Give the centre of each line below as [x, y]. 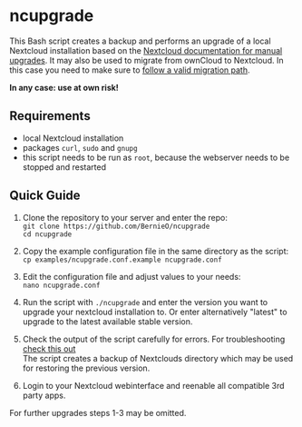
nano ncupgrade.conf [61, 285]
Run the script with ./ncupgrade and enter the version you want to [145, 302]
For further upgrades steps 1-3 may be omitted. [98, 412]
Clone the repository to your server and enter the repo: [125, 217]
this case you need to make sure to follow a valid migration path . [130, 70]
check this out [49, 348]
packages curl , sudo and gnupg [80, 147]
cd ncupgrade [47, 234]
